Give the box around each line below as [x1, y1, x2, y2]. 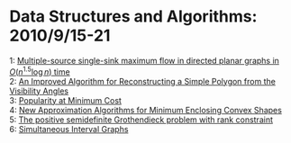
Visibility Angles [9, 85, 69, 96]
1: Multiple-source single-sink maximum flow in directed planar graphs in [9, 55, 279, 66]
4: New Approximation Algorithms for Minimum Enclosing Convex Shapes [9, 104, 282, 115]
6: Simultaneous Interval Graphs [9, 123, 129, 134]
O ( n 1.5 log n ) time [9, 65, 70, 77]
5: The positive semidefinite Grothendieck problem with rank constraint [9, 114, 273, 125]
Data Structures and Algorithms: [9, 6, 258, 27]
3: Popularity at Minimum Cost [9, 94, 122, 105]
